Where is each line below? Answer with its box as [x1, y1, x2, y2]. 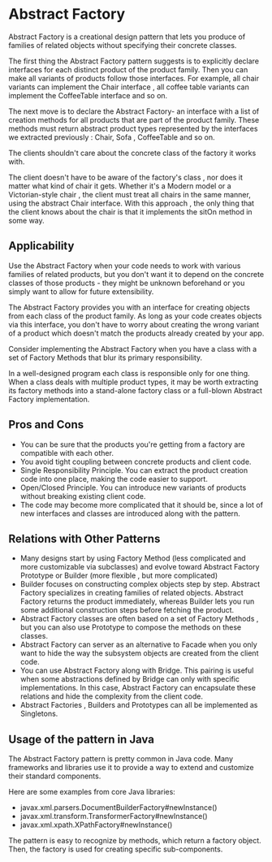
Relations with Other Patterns [8, 531, 161, 545]
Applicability [8, 239, 75, 253]
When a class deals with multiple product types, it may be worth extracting [8, 377, 259, 387]
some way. [8, 215, 45, 225]
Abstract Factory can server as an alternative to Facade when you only [19, 639, 257, 650]
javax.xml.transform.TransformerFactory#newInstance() [19, 812, 209, 821]
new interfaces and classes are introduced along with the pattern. [19, 509, 241, 518]
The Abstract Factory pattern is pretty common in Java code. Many [8, 754, 234, 764]
